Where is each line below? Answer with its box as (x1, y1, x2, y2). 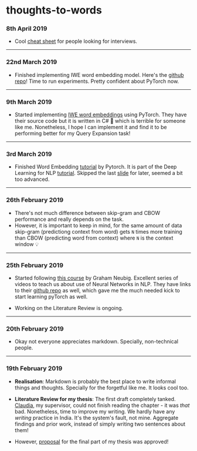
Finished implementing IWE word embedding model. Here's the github (14, 71, 184, 78)
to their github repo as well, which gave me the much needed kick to (14, 287, 180, 294)
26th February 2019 (6, 196, 64, 204)
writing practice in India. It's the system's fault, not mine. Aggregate (14, 414, 179, 421)
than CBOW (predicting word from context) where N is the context (14, 234, 174, 241)
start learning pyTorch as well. (14, 293, 88, 300)
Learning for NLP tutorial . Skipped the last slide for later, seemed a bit (14, 170, 183, 177)
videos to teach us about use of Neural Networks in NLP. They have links (14, 280, 191, 288)
